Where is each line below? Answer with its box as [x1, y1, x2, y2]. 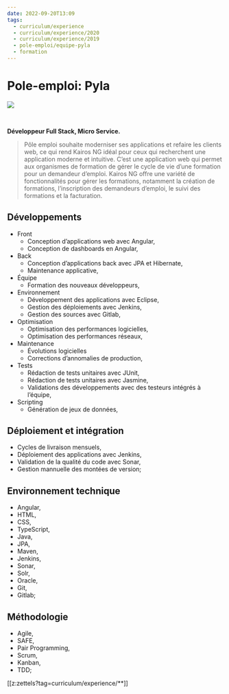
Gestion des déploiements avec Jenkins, [27, 303, 142, 311]
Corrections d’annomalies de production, [27, 354, 143, 362]
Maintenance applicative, [27, 266, 99, 274]
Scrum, [16, 651, 38, 660]
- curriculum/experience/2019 [13, 36, 99, 43]
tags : [7, 17, 23, 23]
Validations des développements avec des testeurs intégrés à [27, 383, 201, 391]
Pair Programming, [16, 644, 71, 652]
